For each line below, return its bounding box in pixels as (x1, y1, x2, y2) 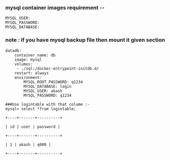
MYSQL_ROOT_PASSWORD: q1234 (23, 79, 83, 84)
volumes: (14, 61, 33, 66)
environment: (14, 75, 42, 80)
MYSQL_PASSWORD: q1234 (23, 93, 72, 98)
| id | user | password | (5, 124, 60, 129)
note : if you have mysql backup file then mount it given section (5, 36, 165, 43)
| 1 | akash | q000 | (5, 142, 51, 147)
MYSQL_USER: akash (23, 88, 63, 94)
